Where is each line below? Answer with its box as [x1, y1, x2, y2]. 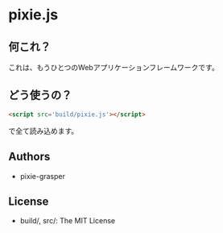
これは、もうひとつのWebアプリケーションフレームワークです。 [8, 63, 219, 72]
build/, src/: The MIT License [19, 216, 115, 226]
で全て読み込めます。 [8, 126, 79, 135]
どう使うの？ [8, 89, 72, 102]
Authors [8, 150, 51, 164]
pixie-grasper [19, 171, 66, 181]
